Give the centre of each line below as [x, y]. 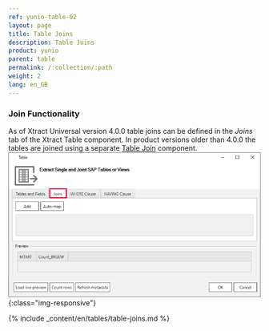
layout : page [30, 25]
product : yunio [34, 51]
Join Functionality [44, 114]
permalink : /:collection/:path [60, 68]
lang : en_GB [28, 84]
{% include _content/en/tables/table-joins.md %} [89, 319]
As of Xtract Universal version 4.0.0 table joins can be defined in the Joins [131, 131]
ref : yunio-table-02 [43, 17]
